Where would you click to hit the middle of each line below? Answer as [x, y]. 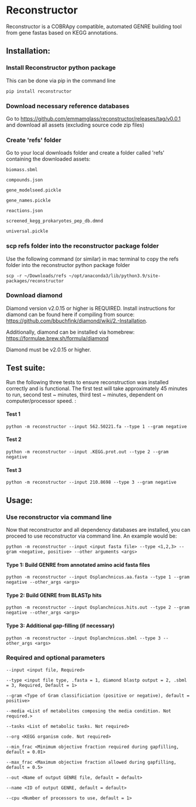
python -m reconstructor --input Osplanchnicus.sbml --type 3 [83, 638]
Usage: [20, 500]
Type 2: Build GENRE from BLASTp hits [54, 595]
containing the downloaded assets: [48, 159]
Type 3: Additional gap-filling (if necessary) [61, 625]
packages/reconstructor [35, 281]
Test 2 [14, 439]
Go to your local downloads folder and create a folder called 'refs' [85, 153]
